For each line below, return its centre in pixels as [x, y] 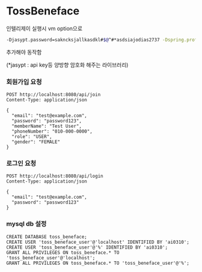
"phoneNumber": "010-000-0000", [52, 131]
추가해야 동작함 [24, 52]
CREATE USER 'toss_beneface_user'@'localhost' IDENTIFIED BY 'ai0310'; [98, 242]
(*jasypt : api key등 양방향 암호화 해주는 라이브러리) [67, 65]
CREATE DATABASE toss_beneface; [47, 237]
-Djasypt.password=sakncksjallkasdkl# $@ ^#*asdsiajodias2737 [83, 40]
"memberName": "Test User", [47, 126]
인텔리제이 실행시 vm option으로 [44, 28]
